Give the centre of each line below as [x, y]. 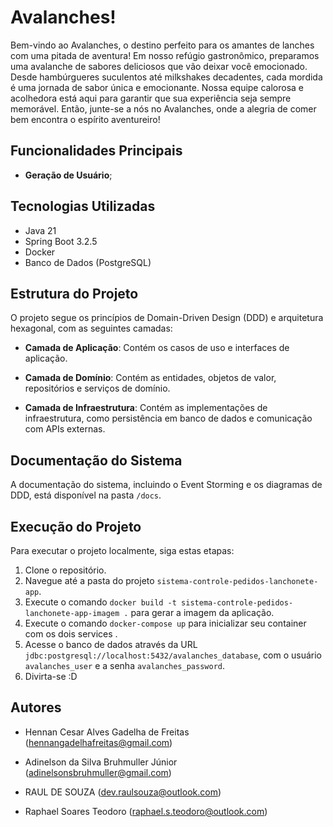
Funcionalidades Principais [96, 151]
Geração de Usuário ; [68, 175]
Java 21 [40, 230]
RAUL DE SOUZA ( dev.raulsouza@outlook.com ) [123, 792]
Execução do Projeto [76, 526]
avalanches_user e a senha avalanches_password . [125, 665]
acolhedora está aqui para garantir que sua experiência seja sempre [151, 98]
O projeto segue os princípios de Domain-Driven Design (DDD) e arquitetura [167, 318]
